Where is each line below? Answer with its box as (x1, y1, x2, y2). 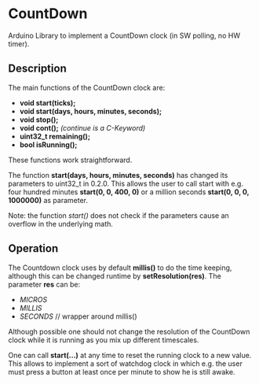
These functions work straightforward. (8, 155, 133, 164)
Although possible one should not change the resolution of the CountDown (8, 327, 250, 336)
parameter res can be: (8, 279, 81, 289)
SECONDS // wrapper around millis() (19, 312, 137, 321)
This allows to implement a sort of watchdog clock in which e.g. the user (8, 359, 243, 368)
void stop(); (19, 115, 59, 124)
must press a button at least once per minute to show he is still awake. (8, 367, 235, 376)
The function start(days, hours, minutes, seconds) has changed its (8, 170, 228, 179)
